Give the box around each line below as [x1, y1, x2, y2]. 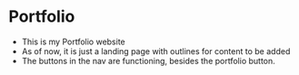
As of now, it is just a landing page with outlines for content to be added [21, 45, 291, 56]
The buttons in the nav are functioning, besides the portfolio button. [21, 55, 276, 66]
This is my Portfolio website [21, 36, 126, 47]
